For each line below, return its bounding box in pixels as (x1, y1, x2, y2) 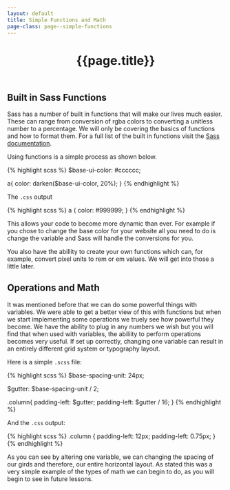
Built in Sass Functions (7, 91, 107, 104)
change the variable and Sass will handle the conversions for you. (7, 234, 194, 242)
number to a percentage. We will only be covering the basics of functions (7, 124, 216, 133)
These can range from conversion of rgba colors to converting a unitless (7, 117, 213, 125)
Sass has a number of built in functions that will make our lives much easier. (7, 110, 222, 118)
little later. (7, 262, 35, 270)
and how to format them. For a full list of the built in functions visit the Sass (7, 132, 220, 140)
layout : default (7, 10, 54, 17)
